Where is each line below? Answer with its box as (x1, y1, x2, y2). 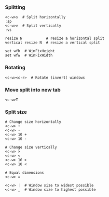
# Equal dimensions (5, 170, 44, 175)
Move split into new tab (5, 86, 61, 93)
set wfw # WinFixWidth (5, 53, 53, 58)
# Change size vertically (5, 145, 57, 150)
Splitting (5, 4, 26, 11)
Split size (5, 108, 27, 115)
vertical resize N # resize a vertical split (5, 40, 100, 45)
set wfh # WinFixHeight (5, 49, 55, 54)
